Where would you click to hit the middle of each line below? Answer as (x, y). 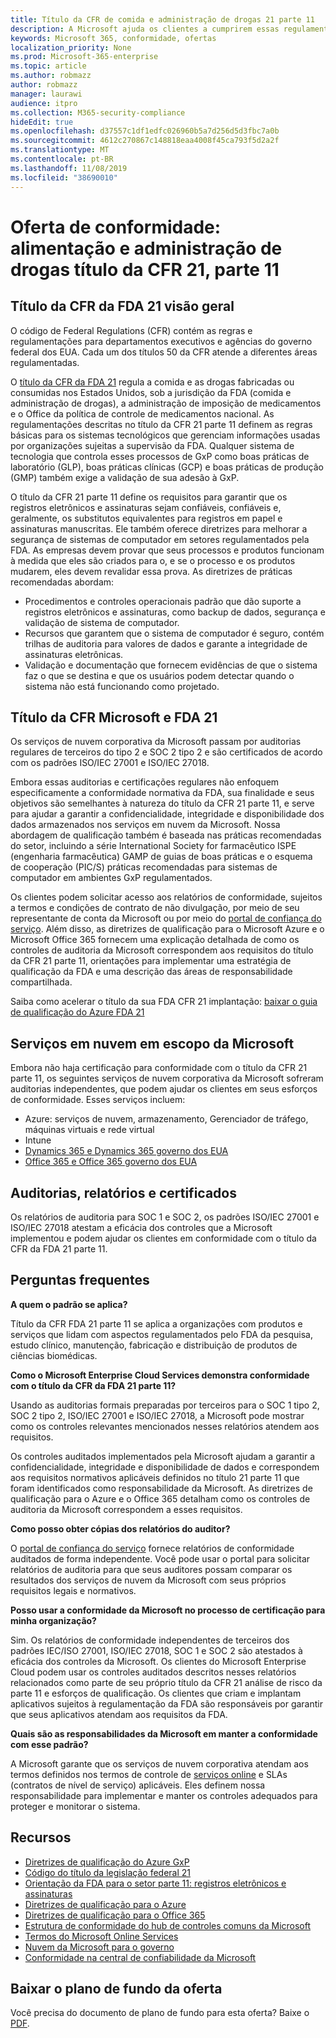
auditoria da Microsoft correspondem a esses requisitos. (126, 1509)
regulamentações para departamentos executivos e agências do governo (161, 341)
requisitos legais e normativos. (73, 1590)
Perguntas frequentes (80, 1280)
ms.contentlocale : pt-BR (62, 159)
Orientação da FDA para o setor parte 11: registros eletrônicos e (155, 1883)
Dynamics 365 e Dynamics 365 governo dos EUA (126, 1151)
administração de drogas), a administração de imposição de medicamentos (166, 403)
